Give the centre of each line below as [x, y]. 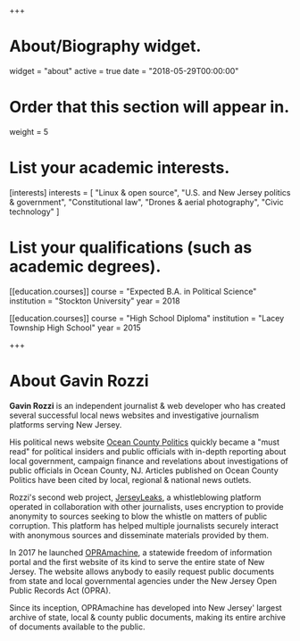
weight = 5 [29, 131]
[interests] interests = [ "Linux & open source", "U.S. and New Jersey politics [150, 192]
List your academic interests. [120, 168]
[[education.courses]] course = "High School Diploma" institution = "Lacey [147, 318]
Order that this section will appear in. [150, 107]
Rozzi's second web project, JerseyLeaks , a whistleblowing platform [135, 497]
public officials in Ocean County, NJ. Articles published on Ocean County [144, 470]
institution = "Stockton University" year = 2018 [95, 301]
